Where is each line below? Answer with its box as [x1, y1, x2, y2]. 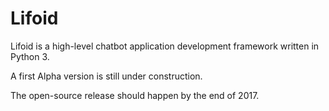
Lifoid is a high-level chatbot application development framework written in [10, 40, 320, 52]
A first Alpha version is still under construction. [10, 70, 203, 82]
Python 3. [10, 50, 50, 62]
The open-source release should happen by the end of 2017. [10, 89, 260, 101]
